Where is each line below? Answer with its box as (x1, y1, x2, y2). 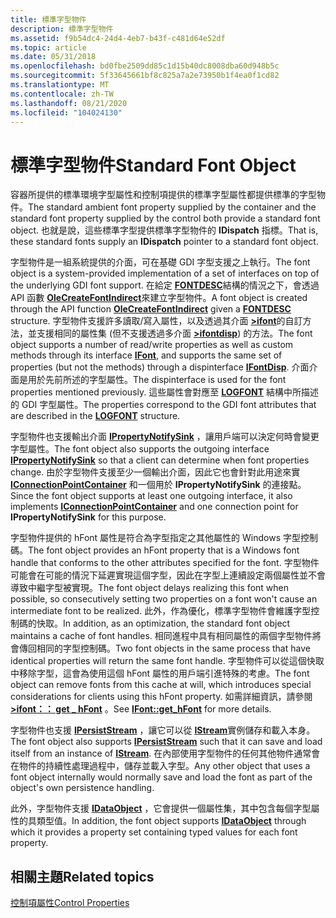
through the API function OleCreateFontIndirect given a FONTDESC (10, 303, 292, 315)
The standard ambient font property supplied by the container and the (28, 201, 317, 213)
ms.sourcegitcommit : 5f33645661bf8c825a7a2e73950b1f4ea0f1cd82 (10, 71, 280, 81)
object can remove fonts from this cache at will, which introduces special (10, 679, 312, 691)
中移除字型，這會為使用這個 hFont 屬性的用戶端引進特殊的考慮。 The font (10, 667, 310, 680)
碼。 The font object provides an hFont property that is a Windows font (10, 544, 300, 556)
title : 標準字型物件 (10, 14, 87, 25)
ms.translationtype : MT (10, 80, 110, 90)
